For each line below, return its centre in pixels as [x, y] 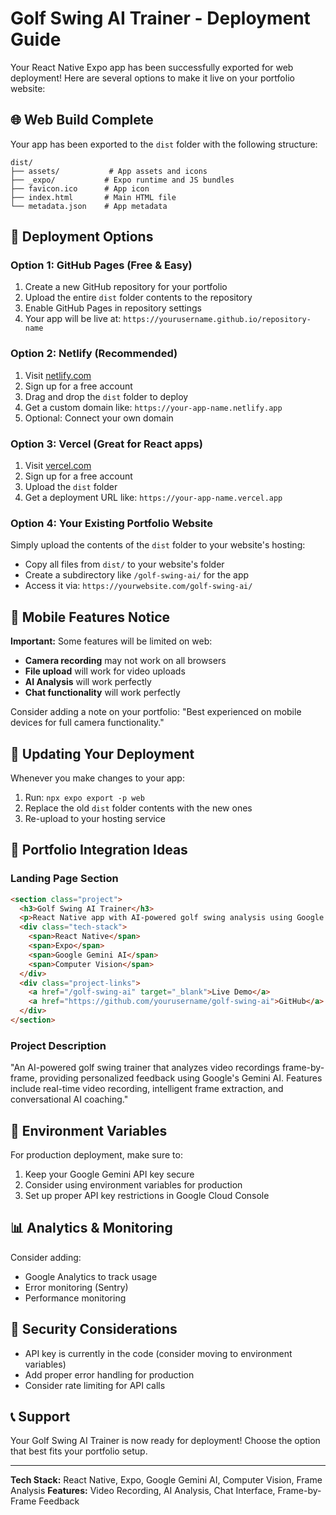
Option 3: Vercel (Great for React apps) [106, 444]
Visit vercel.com [58, 466]
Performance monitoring [75, 1298]
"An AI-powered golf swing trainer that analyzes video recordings [145, 1068]
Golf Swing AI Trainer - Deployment [160, 18]
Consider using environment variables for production [133, 1185]
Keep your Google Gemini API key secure [109, 1174]
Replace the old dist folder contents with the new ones [138, 808]
